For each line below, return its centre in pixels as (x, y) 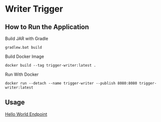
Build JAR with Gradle (27, 38)
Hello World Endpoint (26, 114)
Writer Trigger (34, 9)
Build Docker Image (25, 56)
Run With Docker (22, 74)
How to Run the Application (47, 27)
